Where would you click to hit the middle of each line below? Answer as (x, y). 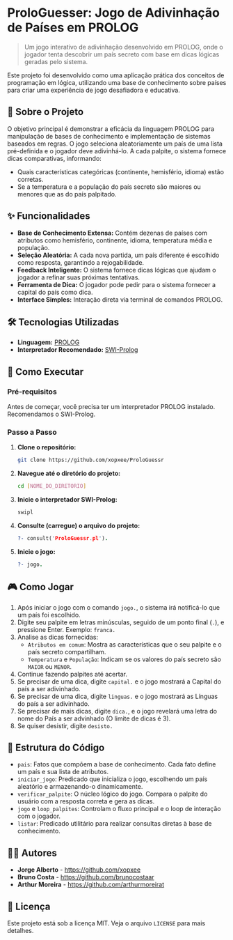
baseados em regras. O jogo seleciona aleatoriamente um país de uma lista (115, 144)
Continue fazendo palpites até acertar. (72, 674)
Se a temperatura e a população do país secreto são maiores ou (109, 187)
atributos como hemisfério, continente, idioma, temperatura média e (115, 240)
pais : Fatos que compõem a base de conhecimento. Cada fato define (116, 764)
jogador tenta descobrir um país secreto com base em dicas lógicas (122, 54)
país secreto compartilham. (67, 652)
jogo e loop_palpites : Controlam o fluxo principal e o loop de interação (119, 809)
